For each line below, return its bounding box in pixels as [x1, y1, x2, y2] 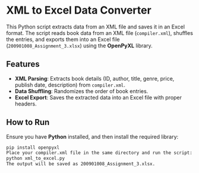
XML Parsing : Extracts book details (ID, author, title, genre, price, [14, 75, 175, 82]
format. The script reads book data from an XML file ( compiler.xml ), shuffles [6, 29, 193, 36]
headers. [14, 100, 37, 107]
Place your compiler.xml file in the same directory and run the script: [6, 150, 193, 156]
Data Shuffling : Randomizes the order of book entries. [14, 87, 149, 95]
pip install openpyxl [6, 145, 60, 150]
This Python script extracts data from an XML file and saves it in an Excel [6, 23, 185, 30]
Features [6, 59, 40, 69]
